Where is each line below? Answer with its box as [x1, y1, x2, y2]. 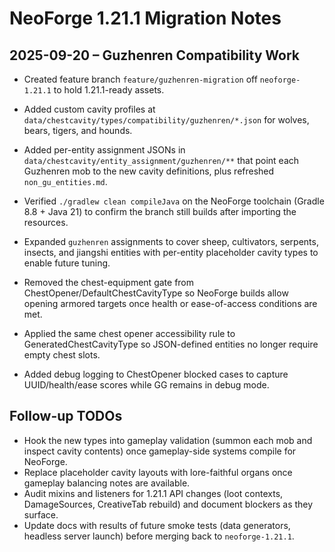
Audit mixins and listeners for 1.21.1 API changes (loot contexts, [23, 487, 284, 499]
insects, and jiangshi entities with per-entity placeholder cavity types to [23, 247, 319, 258]
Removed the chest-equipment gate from [23, 277, 195, 288]
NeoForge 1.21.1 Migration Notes [9, 7, 282, 30]
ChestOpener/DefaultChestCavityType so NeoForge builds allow [23, 287, 289, 299]
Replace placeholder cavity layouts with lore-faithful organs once [23, 466, 293, 478]
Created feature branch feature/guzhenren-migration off [23, 73, 258, 85]
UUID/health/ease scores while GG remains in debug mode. [23, 379, 270, 391]
